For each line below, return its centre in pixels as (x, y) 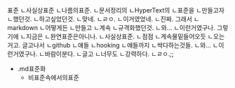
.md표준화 (32, 69)
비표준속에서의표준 (53, 78)
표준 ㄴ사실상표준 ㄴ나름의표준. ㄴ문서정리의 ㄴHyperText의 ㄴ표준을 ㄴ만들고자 (116, 10)
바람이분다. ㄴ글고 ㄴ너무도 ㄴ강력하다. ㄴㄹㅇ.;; (109, 54)
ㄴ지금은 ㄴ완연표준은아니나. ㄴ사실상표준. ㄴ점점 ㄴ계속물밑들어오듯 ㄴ (117, 36)
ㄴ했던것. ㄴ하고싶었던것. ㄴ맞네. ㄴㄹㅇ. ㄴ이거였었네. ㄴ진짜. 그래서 (100, 19)
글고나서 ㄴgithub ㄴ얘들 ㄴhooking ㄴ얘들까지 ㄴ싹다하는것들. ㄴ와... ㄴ (120, 45)
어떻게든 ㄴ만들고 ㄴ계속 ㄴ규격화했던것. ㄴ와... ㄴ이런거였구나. (130, 28)
